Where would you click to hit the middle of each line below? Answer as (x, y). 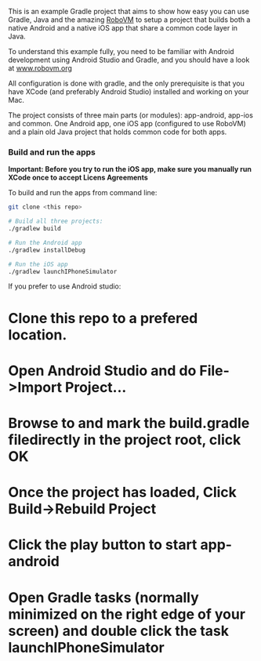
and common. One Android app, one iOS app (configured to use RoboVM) (127, 123)
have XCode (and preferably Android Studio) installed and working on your (129, 92)
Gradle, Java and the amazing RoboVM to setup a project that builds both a (129, 20)
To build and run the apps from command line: (83, 193)
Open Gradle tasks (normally (104, 597)
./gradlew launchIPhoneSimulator (63, 271)
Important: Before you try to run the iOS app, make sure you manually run (130, 169)
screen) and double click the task (119, 631)
